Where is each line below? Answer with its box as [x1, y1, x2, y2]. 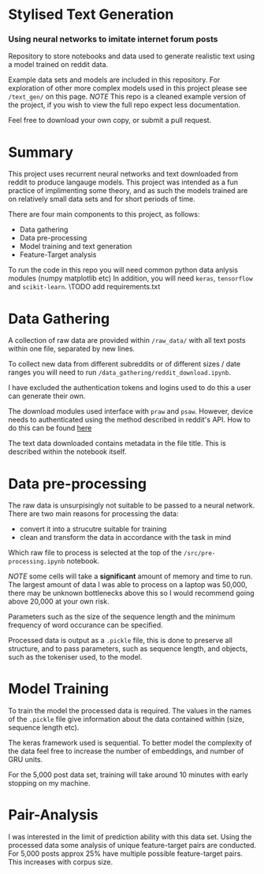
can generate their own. [8, 392, 86, 401]
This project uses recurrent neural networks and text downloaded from [8, 169, 239, 179]
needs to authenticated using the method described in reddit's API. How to [8, 415, 251, 425]
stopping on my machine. [8, 779, 91, 788]
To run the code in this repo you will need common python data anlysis [8, 266, 239, 275]
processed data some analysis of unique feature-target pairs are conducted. [8, 841, 257, 850]
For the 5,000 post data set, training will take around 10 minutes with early [8, 770, 248, 779]
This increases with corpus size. [8, 857, 113, 867]
